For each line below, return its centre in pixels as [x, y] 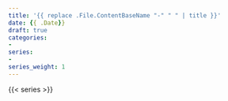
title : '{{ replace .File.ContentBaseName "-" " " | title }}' [115, 15]
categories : [28, 37]
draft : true [28, 30]
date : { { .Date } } [37, 23]
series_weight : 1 [37, 67]
